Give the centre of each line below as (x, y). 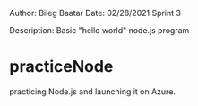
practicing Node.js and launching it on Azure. (93, 91)
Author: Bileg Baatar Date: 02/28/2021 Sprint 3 (95, 13)
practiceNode (61, 67)
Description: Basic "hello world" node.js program (99, 30)
